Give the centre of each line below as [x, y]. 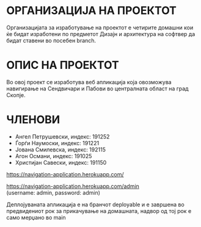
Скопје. [16, 95]
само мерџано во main [36, 217]
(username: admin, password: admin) [53, 192]
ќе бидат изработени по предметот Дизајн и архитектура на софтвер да [101, 34]
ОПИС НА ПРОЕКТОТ [63, 65]
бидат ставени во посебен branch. [51, 40]
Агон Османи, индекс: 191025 [53, 156]
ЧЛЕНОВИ [33, 120]
